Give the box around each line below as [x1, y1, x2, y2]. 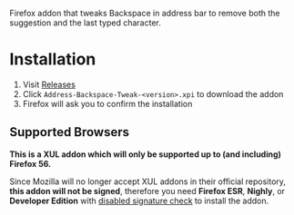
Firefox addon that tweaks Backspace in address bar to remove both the [9, 8, 280, 18]
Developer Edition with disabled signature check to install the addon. [9, 195, 269, 206]
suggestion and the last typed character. [9, 17, 161, 28]
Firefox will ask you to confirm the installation [22, 98, 193, 109]
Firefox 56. [9, 158, 52, 169]
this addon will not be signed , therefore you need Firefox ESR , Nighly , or [9, 185, 285, 196]
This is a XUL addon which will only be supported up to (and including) [9, 149, 282, 160]
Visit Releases [22, 79, 76, 90]
